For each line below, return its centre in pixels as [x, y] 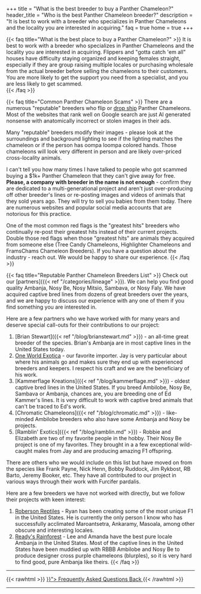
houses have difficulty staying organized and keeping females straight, [93, 58]
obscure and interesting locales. [54, 530]
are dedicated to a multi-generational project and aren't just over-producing [100, 188]
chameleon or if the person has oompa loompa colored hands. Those [92, 145]
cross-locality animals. [34, 158]
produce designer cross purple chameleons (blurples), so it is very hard [103, 555]
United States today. [40, 349]
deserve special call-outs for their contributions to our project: [83, 325]
